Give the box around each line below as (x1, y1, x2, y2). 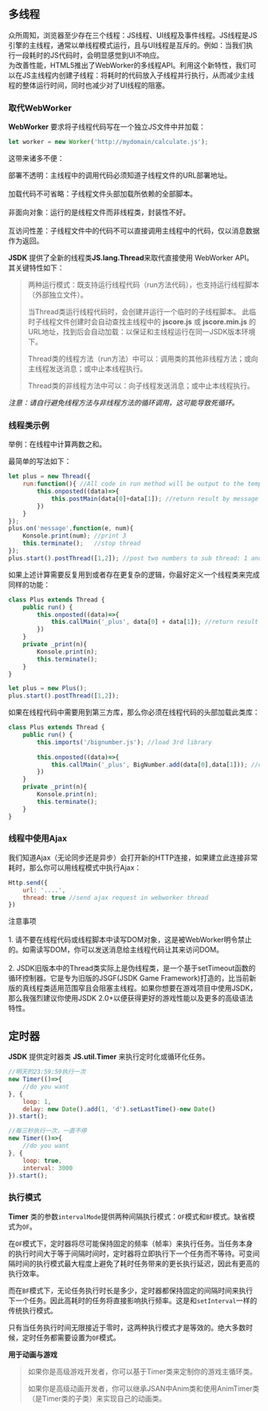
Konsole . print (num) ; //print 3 (22, 532, 127, 540)
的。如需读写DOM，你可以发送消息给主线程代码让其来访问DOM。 (8, 945, 223, 954)
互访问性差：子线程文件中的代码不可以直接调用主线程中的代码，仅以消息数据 (8, 226, 260, 235)
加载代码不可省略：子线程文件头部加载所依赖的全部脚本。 (8, 189, 197, 198)
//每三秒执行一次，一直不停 (8, 1127, 88, 1135)
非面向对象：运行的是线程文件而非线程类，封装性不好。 (8, 207, 190, 217)
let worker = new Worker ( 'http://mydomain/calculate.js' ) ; (8, 138, 209, 146)
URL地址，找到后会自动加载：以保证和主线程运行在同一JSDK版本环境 (27, 326, 256, 336)
